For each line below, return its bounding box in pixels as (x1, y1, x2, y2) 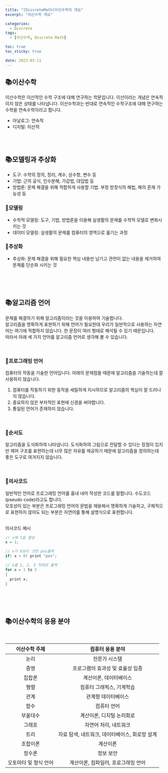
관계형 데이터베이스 (86, 693, 129, 700)
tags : (5, 31, 17, 36)
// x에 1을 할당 (5, 535, 35, 540)
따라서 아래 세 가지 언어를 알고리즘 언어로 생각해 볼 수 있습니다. (5, 334, 128, 340)
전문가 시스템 (93, 655, 122, 662)
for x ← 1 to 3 (5, 567, 37, 572)
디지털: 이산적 (12, 124, 40, 130)
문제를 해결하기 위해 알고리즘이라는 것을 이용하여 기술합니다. (5, 315, 123, 321)
